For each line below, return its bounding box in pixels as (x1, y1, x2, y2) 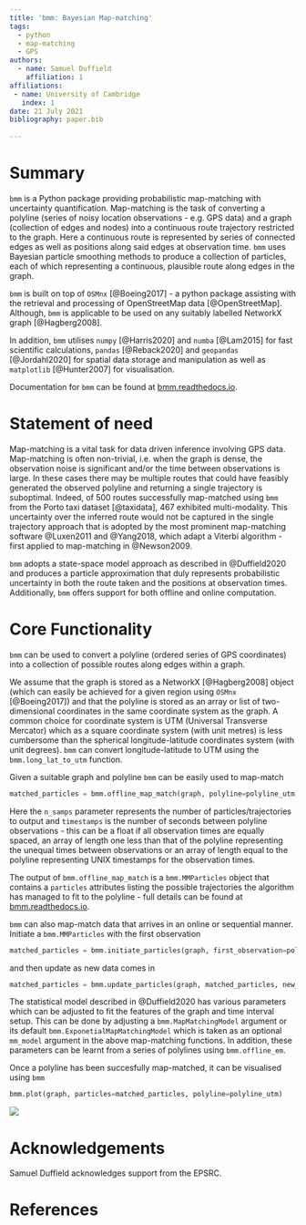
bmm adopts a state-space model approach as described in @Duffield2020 (9, 558, 287, 569)
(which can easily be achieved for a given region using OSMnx (9, 685, 237, 697)
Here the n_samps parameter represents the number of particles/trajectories (9, 806, 291, 817)
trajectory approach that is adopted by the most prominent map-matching (9, 520, 287, 531)
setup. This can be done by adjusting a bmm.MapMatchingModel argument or (9, 1015, 288, 1026)
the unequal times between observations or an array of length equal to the (9, 844, 289, 855)
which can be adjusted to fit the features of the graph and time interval (9, 1006, 275, 1017)
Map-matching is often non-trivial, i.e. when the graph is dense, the (9, 453, 262, 464)
